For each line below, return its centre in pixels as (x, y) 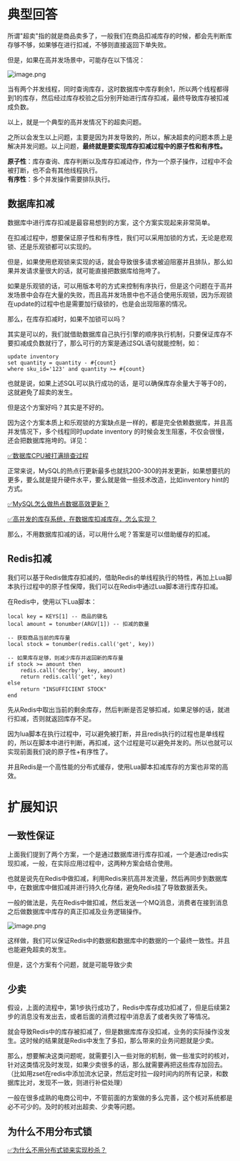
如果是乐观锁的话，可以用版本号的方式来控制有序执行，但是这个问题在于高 (117, 286)
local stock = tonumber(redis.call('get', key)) (81, 644)
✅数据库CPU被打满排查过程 (48, 455)
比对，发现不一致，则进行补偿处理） (73, 1082)
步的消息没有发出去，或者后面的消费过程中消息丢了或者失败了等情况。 (111, 1017)
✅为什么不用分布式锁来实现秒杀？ (57, 1150)
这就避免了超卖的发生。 (42, 392)
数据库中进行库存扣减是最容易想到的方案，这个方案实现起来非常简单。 (111, 222)
